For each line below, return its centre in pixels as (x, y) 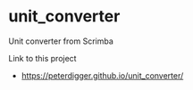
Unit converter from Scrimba (61, 41)
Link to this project (42, 58)
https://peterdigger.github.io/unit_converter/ (102, 75)
